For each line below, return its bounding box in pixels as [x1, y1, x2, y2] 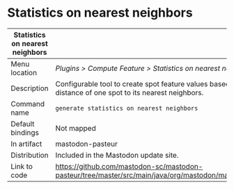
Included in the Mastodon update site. [55, 150, 179, 160]
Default [10, 119, 35, 129]
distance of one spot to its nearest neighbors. [55, 88, 204, 97]
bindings [10, 127, 40, 137]
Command [10, 99, 45, 108]
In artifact [10, 139, 42, 149]
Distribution [10, 150, 49, 160]
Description [10, 83, 49, 93]
